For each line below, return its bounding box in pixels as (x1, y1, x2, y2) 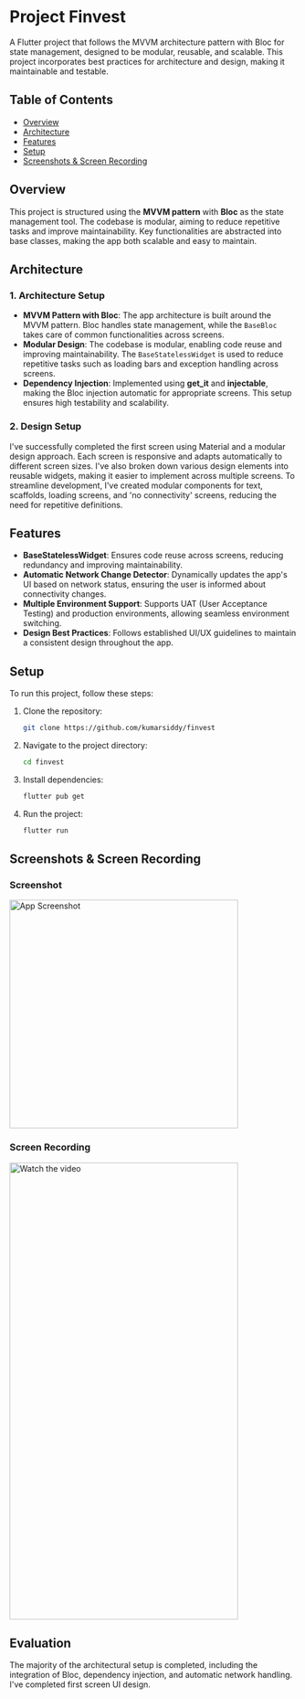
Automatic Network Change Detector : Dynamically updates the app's (22, 569, 288, 580)
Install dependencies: (22, 774, 104, 785)
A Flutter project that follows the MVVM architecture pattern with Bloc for (9, 37, 285, 48)
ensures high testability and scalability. (22, 398, 169, 409)
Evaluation (9, 1636, 71, 1651)
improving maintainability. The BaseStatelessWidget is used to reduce (22, 349, 284, 360)
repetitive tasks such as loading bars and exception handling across (22, 358, 279, 369)
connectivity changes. (22, 589, 107, 600)
